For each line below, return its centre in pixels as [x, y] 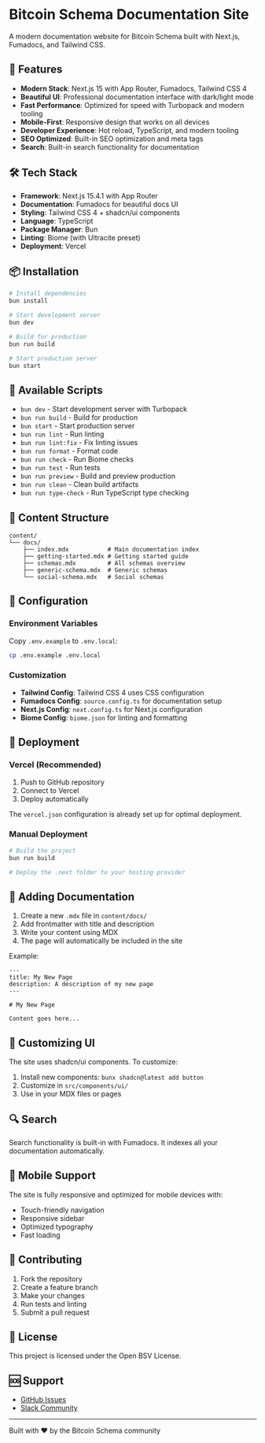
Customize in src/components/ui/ [74, 1085]
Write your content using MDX [69, 933]
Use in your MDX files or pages [71, 1094]
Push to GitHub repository [63, 782]
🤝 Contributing [46, 1260]
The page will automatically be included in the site [101, 941]
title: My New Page [41, 977]
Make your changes [52, 1295]
